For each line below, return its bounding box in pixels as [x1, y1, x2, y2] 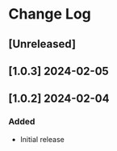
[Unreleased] [8, 37, 77, 51]
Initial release [19, 134, 65, 144]
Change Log [8, 5, 91, 23]
